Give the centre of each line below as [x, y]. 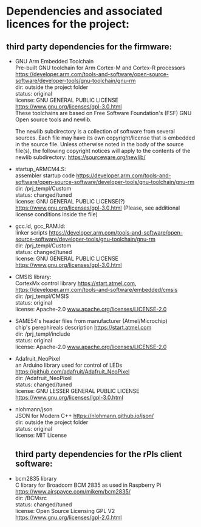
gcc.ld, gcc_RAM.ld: [40, 226]
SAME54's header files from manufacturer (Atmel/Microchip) [91, 321]
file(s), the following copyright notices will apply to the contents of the [103, 151]
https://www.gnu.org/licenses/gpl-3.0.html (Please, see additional [97, 208]
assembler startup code [45, 175]
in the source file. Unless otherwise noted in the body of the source [99, 144]
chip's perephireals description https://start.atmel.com [83, 327]
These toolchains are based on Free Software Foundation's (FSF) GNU [103, 113]
